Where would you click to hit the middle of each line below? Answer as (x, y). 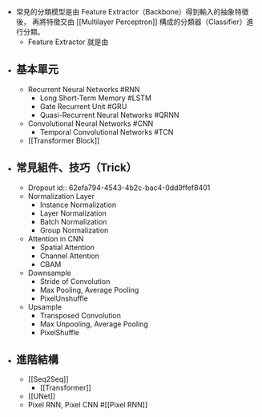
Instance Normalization (78, 204)
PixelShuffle (60, 332)
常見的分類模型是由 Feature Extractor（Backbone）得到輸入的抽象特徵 (132, 12)
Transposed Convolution (81, 315)
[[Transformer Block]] (64, 140)
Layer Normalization (73, 213)
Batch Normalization (73, 221)
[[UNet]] (42, 396)
